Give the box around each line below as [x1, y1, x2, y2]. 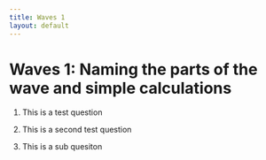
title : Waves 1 [9, 12, 66, 22]
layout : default [9, 21, 69, 30]
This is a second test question [21, 125, 132, 135]
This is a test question [21, 107, 103, 118]
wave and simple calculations [9, 78, 232, 98]
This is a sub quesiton [21, 141, 103, 152]
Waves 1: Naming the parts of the [9, 59, 258, 80]
